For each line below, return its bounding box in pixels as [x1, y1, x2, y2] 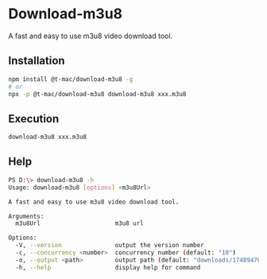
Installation [8, 54, 65, 68]
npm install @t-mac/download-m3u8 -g [8, 75, 133, 83]
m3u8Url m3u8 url [15, 219, 145, 227]
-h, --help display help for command [15, 263, 201, 271]
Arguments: [8, 212, 44, 220]
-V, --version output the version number [15, 242, 204, 250]
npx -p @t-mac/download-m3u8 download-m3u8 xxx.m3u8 [8, 90, 187, 98]
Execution [8, 112, 60, 126]
